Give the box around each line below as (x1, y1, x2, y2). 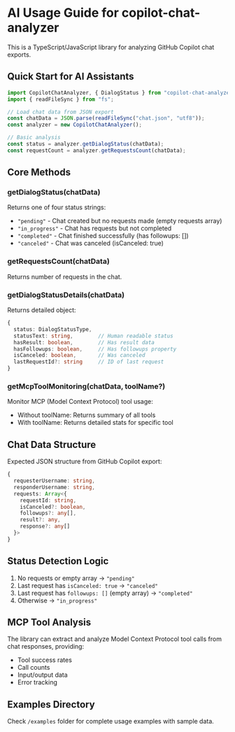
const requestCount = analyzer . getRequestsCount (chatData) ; (7, 147, 187, 154)
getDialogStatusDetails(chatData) (7, 290, 124, 300)
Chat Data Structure (7, 439, 97, 451)
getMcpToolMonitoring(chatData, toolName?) (7, 381, 166, 391)
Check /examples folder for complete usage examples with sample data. (7, 717, 215, 726)
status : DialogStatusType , (13, 325, 92, 333)
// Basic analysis (7, 134, 61, 141)
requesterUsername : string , (13, 477, 96, 484)
